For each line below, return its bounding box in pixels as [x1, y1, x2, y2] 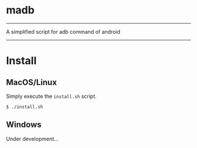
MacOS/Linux [6, 77, 57, 87]
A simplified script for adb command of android [6, 28, 121, 35]
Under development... [6, 135, 59, 142]
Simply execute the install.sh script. [6, 93, 97, 100]
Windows [6, 120, 42, 130]
